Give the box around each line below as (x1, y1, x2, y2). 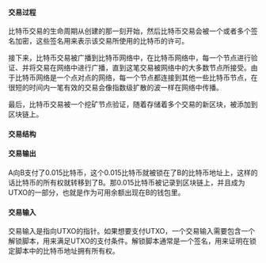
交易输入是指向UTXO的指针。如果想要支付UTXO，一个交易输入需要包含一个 (8, 227, 256, 236)
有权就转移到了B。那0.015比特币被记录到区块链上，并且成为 (49, 178, 245, 187)
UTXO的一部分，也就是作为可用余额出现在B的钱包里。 (8, 188, 185, 197)
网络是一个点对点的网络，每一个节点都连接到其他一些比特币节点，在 (35, 73, 258, 82)
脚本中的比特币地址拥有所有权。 (14, 246, 120, 256)
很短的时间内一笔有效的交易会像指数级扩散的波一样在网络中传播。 (8, 83, 223, 93)
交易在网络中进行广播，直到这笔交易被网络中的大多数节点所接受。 (35, 63, 251, 73)
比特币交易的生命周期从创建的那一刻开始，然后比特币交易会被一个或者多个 (8, 26, 251, 36)
